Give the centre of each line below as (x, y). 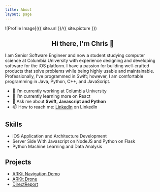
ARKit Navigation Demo (36, 174)
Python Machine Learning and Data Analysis (57, 147)
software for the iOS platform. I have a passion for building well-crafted (77, 66)
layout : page (18, 14)
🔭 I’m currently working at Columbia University (59, 91)
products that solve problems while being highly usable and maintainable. (80, 71)
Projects (18, 162)
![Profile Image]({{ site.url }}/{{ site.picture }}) (51, 28)
